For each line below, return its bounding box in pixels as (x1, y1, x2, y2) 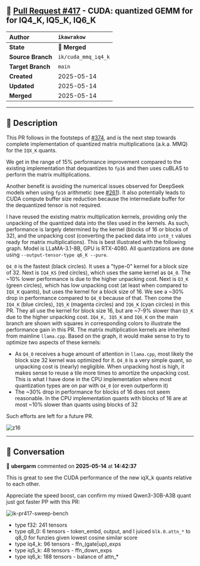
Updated (9, 82, 35, 90)
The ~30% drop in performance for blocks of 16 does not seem (14, 388, 171, 395)
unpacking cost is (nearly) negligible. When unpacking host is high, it (14, 363, 185, 370)
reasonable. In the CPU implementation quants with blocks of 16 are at (14, 394, 187, 401)
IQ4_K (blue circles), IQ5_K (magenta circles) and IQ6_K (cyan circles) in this (6, 301, 190, 308)
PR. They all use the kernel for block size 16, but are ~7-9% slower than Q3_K (6, 307, 193, 314)
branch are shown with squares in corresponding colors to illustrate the (6, 320, 182, 327)
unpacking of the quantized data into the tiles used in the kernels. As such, (6, 219, 189, 227)
